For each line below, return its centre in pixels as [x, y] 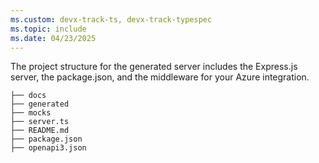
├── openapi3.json [48, 148]
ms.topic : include [48, 29]
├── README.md [40, 131]
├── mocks [31, 113]
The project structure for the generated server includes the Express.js [154, 67]
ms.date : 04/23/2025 [53, 38]
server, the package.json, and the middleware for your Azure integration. [160, 77]
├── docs [28, 96]
